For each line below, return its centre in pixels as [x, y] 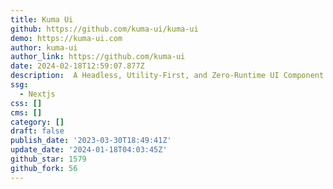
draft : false [37, 131]
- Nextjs [37, 94]
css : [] [26, 103]
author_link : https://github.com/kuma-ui [98, 57]
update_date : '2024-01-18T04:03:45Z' [89, 150]
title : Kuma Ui [42, 19]
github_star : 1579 [48, 159]
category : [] [37, 122]
